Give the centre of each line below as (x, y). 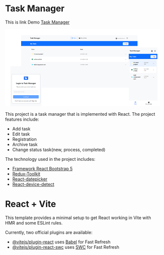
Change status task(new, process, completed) (59, 150)
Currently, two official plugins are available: (49, 232)
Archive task (25, 144)
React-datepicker (30, 179)
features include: (22, 119)
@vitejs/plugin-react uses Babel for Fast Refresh (61, 242)
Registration (24, 139)
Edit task (21, 134)
